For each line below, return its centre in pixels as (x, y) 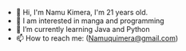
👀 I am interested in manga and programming (90, 21)
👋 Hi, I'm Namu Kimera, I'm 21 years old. (82, 12)
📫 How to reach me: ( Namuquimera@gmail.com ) (97, 38)
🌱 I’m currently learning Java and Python (83, 29)
